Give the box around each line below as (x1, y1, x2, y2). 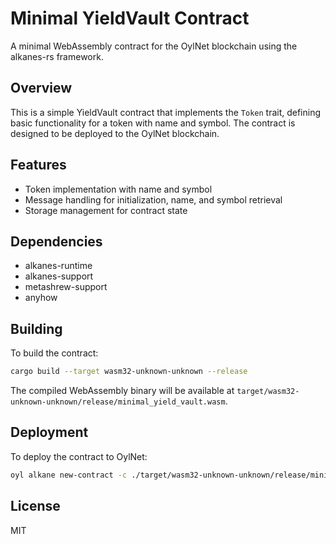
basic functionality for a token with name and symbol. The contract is (10, 117, 296, 129)
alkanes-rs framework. (10, 50, 104, 62)
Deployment (10, 424, 89, 441)
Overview (10, 80, 73, 97)
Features (10, 157, 67, 174)
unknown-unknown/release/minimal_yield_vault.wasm (10, 397, 226, 407)
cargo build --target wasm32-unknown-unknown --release (10, 367, 248, 377)
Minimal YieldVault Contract (10, 7, 250, 30)
